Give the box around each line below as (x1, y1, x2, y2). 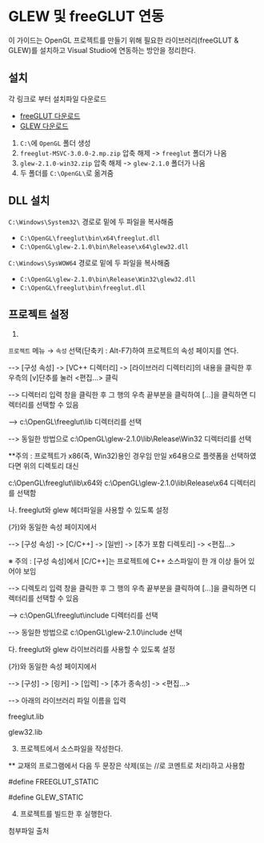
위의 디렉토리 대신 (22, 461, 79, 471)
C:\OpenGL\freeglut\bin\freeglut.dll (19, 284, 146, 292)
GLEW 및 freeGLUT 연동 (8, 7, 165, 26)
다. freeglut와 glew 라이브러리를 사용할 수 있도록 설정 (8, 645, 176, 655)
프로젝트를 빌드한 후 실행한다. (19, 809, 113, 819)
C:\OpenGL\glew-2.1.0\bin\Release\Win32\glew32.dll (19, 275, 196, 283)
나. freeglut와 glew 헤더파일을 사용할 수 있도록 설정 (8, 505, 170, 515)
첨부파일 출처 (8, 826, 50, 836)
